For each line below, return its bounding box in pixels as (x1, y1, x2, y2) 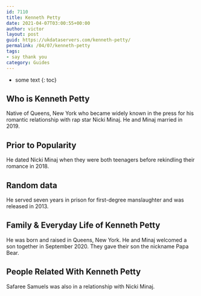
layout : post (6, 31, 39, 38)
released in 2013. (6, 202, 49, 209)
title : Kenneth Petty (6, 15, 61, 21)
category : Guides (6, 59, 50, 65)
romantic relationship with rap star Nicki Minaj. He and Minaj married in (6, 116, 183, 123)
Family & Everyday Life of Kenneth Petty (6, 220, 161, 231)
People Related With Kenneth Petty (6, 267, 141, 277)
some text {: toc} (14, 76, 57, 84)
